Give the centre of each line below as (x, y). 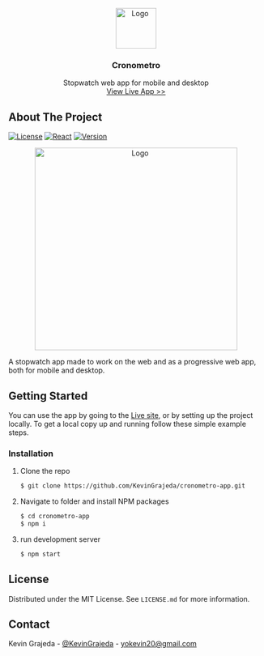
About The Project (55, 117)
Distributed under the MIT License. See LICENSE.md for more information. (129, 598)
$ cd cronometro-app (55, 517)
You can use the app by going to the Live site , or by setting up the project (131, 415)
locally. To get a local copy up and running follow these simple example (128, 424)
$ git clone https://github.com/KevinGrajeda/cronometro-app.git (132, 486)
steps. (19, 432)
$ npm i (33, 524)
